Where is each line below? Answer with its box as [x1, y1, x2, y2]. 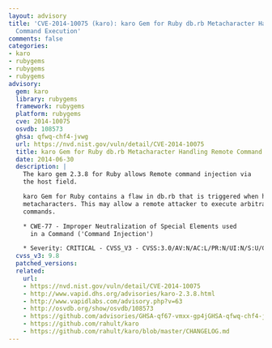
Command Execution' [15, 27, 82, 35]
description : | [15, 163, 67, 171]
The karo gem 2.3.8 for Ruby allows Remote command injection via [23, 170, 252, 178]
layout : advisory [8, 11, 67, 20]
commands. [23, 208, 57, 216]
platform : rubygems [15, 110, 82, 118]
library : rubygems [15, 95, 79, 103]
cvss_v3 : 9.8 [15, 252, 60, 260]
